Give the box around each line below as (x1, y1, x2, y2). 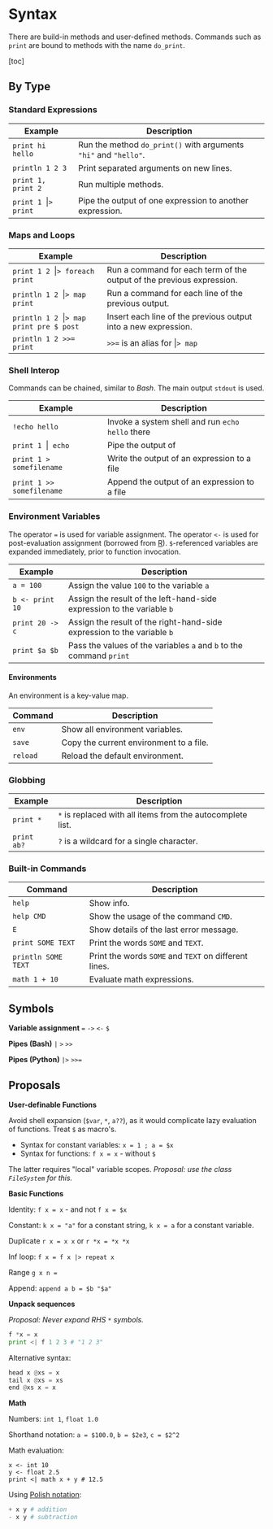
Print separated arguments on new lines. (78, 162, 232, 173)
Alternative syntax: (8, 1353, 71, 1362)
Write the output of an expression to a (106, 453, 252, 464)
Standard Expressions (8, 104, 97, 115)
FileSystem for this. (8, 1173, 73, 1183)
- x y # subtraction (8, 1514, 79, 1522)
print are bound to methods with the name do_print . (8, 40, 185, 50)
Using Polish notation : (8, 1490, 82, 1500)
